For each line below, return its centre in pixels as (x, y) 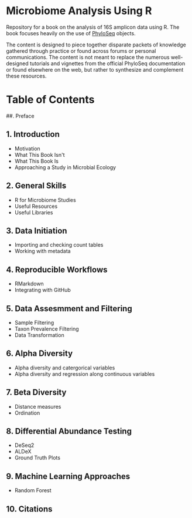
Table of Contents (50, 100)
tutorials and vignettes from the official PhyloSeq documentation (108, 63)
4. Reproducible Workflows (57, 269)
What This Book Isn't (40, 154)
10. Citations (29, 509)
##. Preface (20, 116)
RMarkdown (29, 284)
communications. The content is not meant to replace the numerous (88, 57)
